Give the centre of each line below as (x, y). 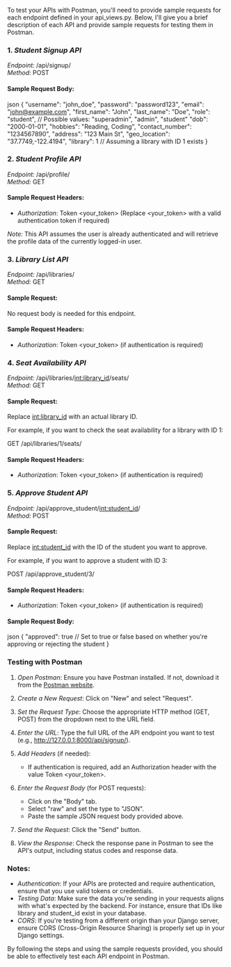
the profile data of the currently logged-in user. (75, 241)
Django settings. (41, 935)
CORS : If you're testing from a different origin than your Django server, (118, 920)
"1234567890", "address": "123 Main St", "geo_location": (89, 134)
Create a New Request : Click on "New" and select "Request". (105, 698)
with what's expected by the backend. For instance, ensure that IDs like (120, 905)
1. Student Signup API (45, 50)
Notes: (19, 868)
